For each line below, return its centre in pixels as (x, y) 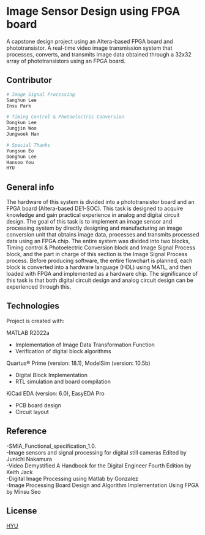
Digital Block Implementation (51, 375)
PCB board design (38, 405)
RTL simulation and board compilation (63, 381)
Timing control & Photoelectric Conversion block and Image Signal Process (101, 248)
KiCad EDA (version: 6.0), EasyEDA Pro (56, 393)
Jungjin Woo (21, 128)
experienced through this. (39, 287)
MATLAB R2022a (28, 332)
